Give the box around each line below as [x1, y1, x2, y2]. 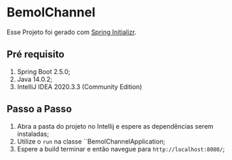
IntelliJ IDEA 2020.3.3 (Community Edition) [16, 82, 143, 91]
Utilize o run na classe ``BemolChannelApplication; [16, 137, 165, 146]
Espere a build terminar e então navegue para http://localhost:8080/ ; [16, 144, 225, 153]
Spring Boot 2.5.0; [16, 67, 70, 75]
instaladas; [16, 129, 49, 138]
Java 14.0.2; [16, 75, 53, 83]
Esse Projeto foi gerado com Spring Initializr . [6, 28, 137, 36]
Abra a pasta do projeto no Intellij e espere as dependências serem [16, 122, 214, 130]
